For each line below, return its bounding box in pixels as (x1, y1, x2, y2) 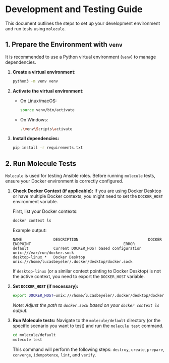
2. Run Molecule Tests (5, 159, 77, 168)
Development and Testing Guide (5, 4, 143, 15)
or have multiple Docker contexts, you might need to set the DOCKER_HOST (12, 193, 163, 199)
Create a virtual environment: (12, 69, 76, 75)
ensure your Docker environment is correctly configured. (5, 178, 124, 184)
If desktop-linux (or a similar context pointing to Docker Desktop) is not (12, 268, 161, 274)
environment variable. (12, 199, 58, 205)
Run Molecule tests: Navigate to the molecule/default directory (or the (12, 317, 161, 323)
